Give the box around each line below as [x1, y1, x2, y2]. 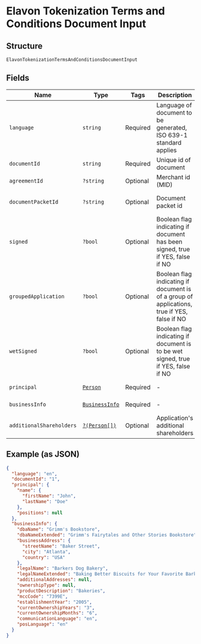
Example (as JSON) [6, 449, 80, 460]
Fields [6, 73, 30, 83]
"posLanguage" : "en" [17, 621, 68, 628]
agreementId [9, 177, 44, 184]
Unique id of [156, 155, 191, 164]
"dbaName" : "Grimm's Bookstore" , [17, 526, 100, 532]
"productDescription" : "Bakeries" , [17, 588, 106, 594]
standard [156, 138, 182, 146]
